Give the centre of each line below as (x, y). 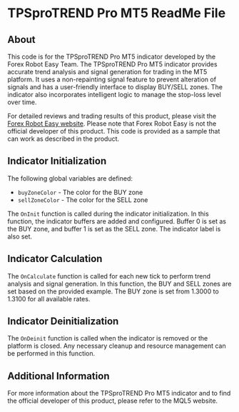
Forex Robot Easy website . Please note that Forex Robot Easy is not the (112, 124)
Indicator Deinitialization (63, 322)
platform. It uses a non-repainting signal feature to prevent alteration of (112, 79)
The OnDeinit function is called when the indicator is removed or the (108, 338)
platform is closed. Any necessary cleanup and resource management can (117, 346)
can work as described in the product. (63, 139)
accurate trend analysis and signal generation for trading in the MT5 (107, 72)
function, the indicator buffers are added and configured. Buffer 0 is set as (117, 221)
